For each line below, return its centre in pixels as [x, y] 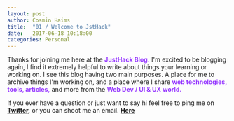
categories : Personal [39, 40]
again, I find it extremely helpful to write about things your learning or [107, 67]
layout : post [26, 14]
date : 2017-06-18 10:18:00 [50, 33]
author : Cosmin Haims [39, 20]
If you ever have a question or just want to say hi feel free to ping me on [111, 103]
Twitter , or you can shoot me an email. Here [71, 111]
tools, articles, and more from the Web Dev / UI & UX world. [95, 90]
